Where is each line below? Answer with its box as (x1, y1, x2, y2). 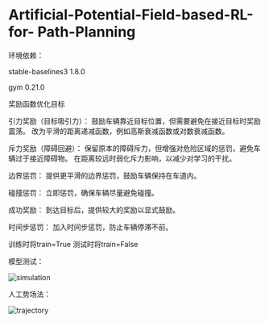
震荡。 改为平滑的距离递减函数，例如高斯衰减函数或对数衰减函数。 (8, 126, 230, 136)
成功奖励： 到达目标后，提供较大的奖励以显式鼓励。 (8, 204, 180, 215)
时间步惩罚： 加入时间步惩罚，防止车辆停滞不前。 (8, 222, 173, 232)
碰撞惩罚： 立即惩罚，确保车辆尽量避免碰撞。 (8, 187, 159, 197)
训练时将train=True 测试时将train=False (8, 239, 139, 249)
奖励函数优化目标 (8, 99, 65, 108)
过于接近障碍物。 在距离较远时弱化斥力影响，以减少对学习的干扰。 (14, 153, 236, 163)
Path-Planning (37, 23, 136, 41)
